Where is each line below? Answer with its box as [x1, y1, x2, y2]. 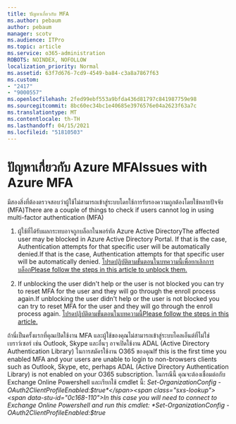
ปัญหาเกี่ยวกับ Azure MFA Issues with [7, 159, 208, 175]
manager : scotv [7, 30, 52, 37]
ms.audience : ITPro [7, 37, 65, 44]
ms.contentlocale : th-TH [7, 115, 80, 122]
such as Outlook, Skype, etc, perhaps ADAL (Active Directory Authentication [7, 363, 229, 371]
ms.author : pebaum [7, 17, 61, 24]
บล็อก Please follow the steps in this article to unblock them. [17, 266, 188, 274]
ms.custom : [7, 76, 39, 83]
